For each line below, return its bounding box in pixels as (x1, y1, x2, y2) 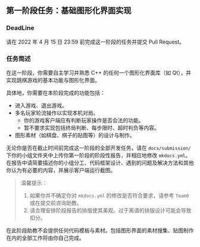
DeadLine (6, 24, 35, 32)
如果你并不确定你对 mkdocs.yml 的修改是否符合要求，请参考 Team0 (29, 192, 189, 199)
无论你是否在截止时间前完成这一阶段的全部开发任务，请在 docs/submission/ (6, 144, 192, 151)
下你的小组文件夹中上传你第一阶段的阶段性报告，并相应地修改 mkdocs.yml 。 (6, 151, 191, 159)
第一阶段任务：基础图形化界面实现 (6, 5, 132, 16)
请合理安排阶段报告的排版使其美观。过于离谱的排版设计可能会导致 (29, 207, 192, 214)
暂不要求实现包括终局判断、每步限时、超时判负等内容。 (23, 124, 160, 131)
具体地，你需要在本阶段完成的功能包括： (6, 89, 105, 96)
